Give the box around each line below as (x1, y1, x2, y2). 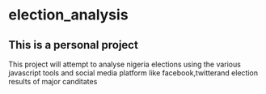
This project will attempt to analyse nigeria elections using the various (8, 59, 241, 69)
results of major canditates (8, 77, 98, 86)
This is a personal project (8, 38, 139, 52)
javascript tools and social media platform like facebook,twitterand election (8, 68, 259, 78)
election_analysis (8, 6, 129, 24)
